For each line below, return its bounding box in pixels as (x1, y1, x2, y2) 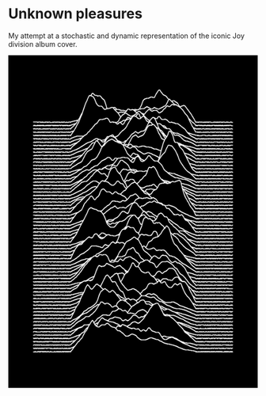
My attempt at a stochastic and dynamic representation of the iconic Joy (8, 31, 245, 40)
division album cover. (8, 39, 78, 48)
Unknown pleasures (8, 5, 142, 23)
